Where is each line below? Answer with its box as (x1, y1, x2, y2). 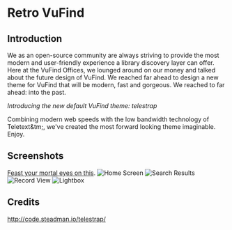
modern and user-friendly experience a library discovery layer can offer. (7, 59, 215, 67)
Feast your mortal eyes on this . (7, 169, 96, 177)
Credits (7, 197, 40, 208)
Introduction (7, 33, 63, 45)
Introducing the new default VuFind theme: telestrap (7, 102, 157, 109)
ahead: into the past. (7, 89, 66, 96)
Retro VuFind (7, 5, 85, 21)
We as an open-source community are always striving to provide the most (7, 51, 219, 59)
